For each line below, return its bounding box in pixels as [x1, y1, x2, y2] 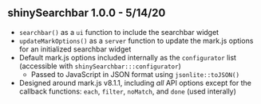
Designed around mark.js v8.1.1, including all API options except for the [18, 78, 252, 87]
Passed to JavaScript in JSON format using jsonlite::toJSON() [30, 69, 240, 79]
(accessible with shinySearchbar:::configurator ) [18, 61, 181, 71]
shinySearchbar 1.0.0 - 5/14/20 [7, 6, 166, 20]
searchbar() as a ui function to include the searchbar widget [18, 27, 219, 37]
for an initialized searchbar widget [18, 44, 132, 54]
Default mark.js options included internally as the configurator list [18, 52, 237, 62]
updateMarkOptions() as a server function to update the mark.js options [18, 36, 254, 45]
